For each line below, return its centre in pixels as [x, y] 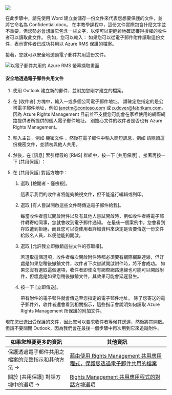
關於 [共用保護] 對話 [32, 377]
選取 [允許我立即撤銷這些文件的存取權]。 [63, 246]
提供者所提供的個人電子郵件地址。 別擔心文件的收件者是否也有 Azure [90, 121]
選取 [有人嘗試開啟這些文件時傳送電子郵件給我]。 [72, 205]
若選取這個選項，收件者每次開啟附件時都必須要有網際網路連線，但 [90, 257]
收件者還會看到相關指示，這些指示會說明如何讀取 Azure [101, 304]
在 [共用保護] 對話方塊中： [40, 173]
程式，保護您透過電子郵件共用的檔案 [113, 364]
